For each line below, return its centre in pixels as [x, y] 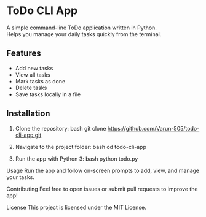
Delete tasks [31, 88]
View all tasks [33, 75]
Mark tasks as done [40, 81]
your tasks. [21, 177]
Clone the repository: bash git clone [61, 128]
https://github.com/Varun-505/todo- [153, 128]
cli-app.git [28, 135]
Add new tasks [34, 68]
